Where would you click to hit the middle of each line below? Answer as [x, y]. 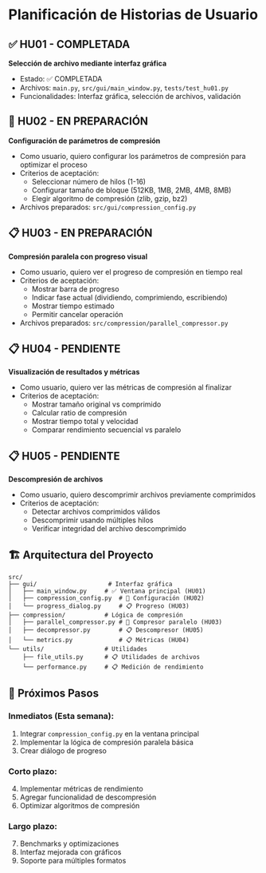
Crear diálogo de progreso [63, 750]
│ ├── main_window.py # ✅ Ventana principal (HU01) [107, 591]
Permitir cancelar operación [77, 314]
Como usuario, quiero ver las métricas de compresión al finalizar [126, 387]
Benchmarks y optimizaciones [69, 843]
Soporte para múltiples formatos [73, 861]
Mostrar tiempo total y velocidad [85, 422]
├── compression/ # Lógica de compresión [96, 615]
